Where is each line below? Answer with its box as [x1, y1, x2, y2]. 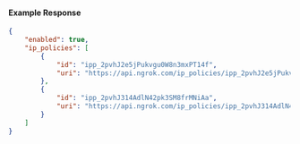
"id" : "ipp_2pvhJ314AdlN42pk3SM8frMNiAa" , [56, 94, 218, 103]
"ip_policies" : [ [24, 43, 90, 53]
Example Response [8, 7, 81, 18]
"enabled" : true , [24, 36, 90, 45]
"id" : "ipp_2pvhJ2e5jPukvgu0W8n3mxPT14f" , [56, 60, 218, 69]
